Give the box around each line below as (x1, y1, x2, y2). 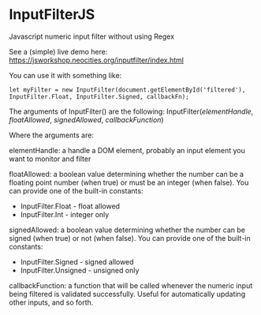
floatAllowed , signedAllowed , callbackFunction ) (9, 114, 164, 124)
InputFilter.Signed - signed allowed (20, 257, 134, 266)
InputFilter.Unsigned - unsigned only (20, 265, 140, 275)
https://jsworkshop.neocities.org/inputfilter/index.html (9, 55, 185, 65)
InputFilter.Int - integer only (20, 209, 110, 219)
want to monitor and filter (9, 154, 91, 163)
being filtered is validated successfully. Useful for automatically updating (9, 289, 246, 298)
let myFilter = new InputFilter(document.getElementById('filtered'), (9, 85, 246, 94)
